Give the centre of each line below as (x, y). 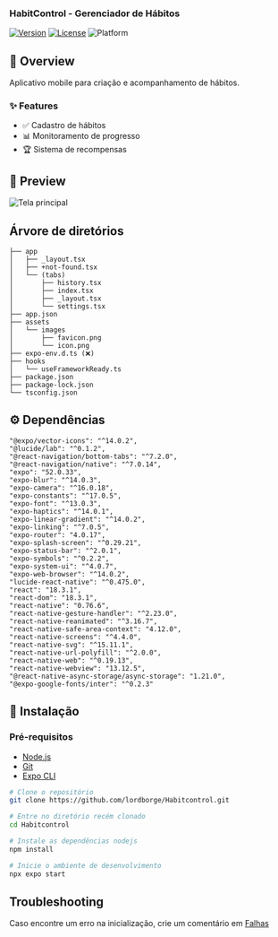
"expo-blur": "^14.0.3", (55, 480)
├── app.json (34, 315)
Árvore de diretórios (67, 231)
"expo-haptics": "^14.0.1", (62, 511)
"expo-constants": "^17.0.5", (66, 496)
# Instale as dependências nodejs (74, 841)
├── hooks (28, 361)
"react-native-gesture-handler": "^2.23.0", (93, 613)
